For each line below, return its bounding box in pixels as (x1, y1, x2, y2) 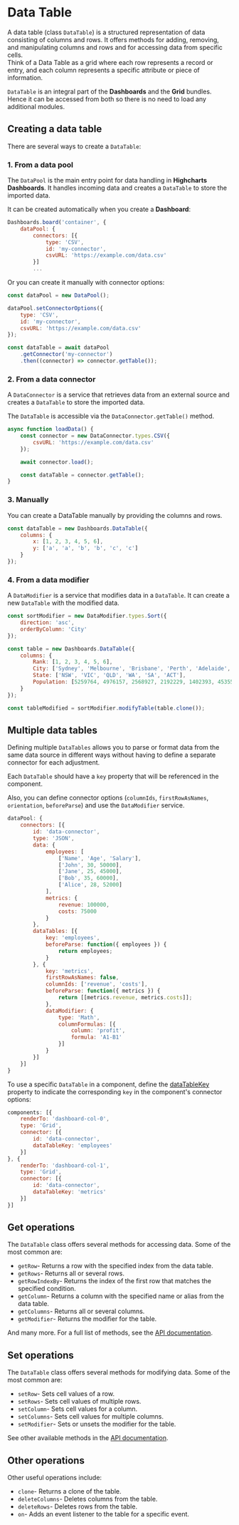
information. (7, 73, 43, 82)
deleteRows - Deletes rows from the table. (17, 1502, 137, 1511)
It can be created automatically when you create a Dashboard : (7, 205, 191, 214)
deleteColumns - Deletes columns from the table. (17, 1495, 158, 1504)
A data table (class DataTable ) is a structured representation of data (7, 28, 206, 36)
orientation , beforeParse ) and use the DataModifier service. (7, 801, 185, 810)
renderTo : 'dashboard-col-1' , (20, 1162, 110, 1169)
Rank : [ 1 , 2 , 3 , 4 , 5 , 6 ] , (33, 658, 113, 665)
